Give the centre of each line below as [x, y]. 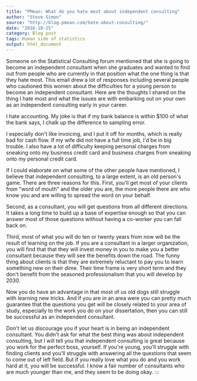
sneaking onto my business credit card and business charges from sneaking [98, 152]
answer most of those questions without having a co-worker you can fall [94, 219]
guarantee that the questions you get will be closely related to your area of [96, 304]
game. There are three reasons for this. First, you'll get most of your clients [97, 182]
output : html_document [34, 45]
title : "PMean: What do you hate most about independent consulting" [93, 11]
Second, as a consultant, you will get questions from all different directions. [98, 206]
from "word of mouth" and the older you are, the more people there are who [98, 189]
